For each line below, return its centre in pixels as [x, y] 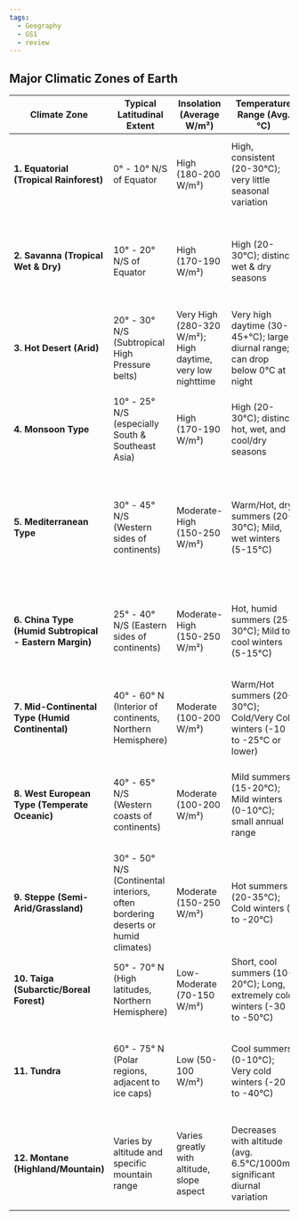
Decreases [254, 1130]
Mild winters [257, 799]
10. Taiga [34, 978]
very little [251, 180]
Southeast [134, 446]
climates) [132, 947]
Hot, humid [254, 609]
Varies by [133, 1142]
